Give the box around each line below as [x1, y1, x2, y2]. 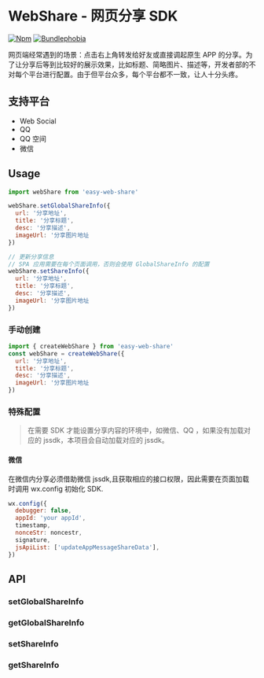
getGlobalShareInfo [8, 617, 85, 628]
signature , [15, 536, 51, 544]
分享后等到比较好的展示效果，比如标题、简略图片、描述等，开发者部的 [21, 60, 249, 69]
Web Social [19, 116, 57, 126]
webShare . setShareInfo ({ [8, 267, 90, 275]
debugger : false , [15, 507, 72, 515]
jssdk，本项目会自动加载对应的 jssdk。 [42, 436, 169, 445]
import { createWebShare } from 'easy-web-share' [8, 342, 174, 350]
